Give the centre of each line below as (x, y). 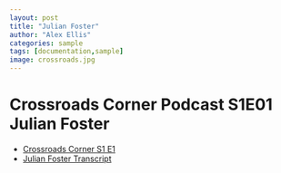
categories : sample (46, 43)
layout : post (34, 18)
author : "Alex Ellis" (50, 34)
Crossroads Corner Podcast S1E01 (141, 105)
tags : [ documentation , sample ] (67, 52)
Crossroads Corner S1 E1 (69, 149)
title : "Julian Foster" (55, 26)
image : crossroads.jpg (52, 60)
